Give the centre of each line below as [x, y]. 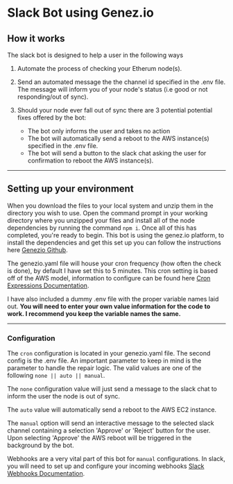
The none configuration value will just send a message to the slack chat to [112, 389]
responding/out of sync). [53, 97]
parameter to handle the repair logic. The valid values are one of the [104, 368]
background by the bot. [41, 445]
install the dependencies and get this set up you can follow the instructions [114, 242]
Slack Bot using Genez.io [80, 13]
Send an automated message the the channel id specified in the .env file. [121, 82]
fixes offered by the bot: [52, 117]
